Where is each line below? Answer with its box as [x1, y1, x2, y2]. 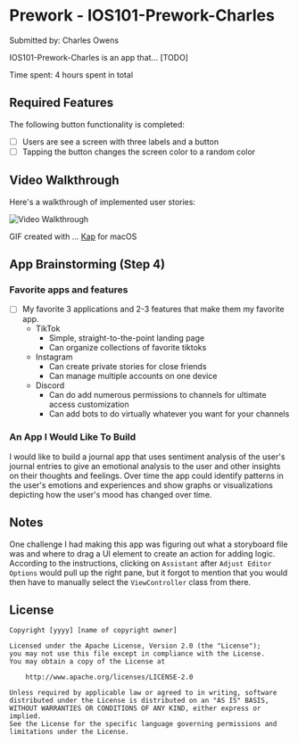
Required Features [9, 95, 114, 111]
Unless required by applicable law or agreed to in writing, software [9, 689, 277, 698]
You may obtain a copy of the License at [9, 657, 166, 666]
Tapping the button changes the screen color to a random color [21, 146, 256, 157]
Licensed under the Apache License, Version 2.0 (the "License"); [9, 641, 261, 651]
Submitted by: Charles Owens [9, 35, 119, 45]
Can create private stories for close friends [48, 361, 207, 372]
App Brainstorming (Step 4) [9, 257, 166, 272]
